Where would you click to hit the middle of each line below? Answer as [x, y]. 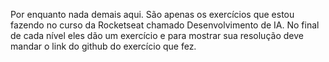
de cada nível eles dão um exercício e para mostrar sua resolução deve [157, 35]
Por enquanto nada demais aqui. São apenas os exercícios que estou [152, 14]
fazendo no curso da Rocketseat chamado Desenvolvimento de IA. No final [165, 25]
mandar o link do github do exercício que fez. [103, 46]
